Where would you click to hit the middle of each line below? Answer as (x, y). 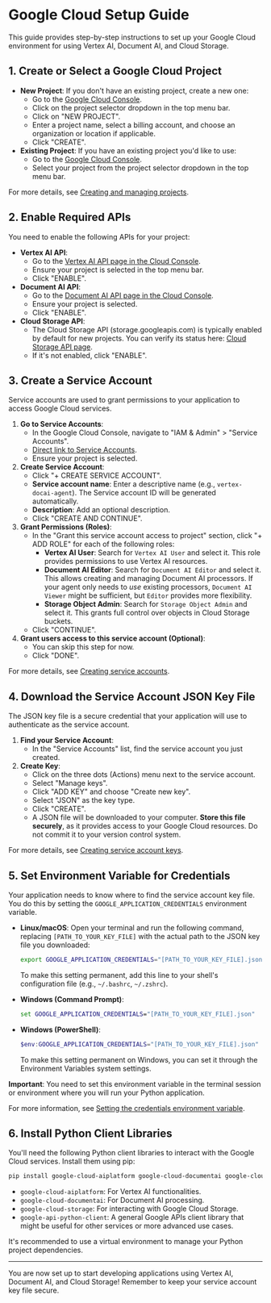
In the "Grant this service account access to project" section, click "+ (147, 536)
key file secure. (34, 1290)
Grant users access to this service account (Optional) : (113, 638)
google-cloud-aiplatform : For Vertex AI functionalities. (110, 1192)
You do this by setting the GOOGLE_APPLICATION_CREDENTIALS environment (128, 904)
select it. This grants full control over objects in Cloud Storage (147, 613)
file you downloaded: (55, 945)
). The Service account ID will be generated (144, 493)
